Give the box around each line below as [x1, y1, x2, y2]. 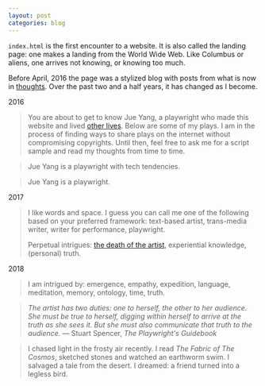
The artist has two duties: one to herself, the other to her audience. [27, 303, 248, 312]
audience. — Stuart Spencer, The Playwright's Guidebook [27, 328, 217, 338]
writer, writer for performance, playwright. [27, 224, 166, 234]
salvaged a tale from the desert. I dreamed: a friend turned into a [27, 361, 240, 370]
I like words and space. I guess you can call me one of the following [27, 207, 249, 217]
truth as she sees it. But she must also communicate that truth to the [27, 319, 252, 330]
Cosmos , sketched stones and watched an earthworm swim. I [27, 352, 230, 361]
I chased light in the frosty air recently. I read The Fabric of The [27, 343, 235, 353]
